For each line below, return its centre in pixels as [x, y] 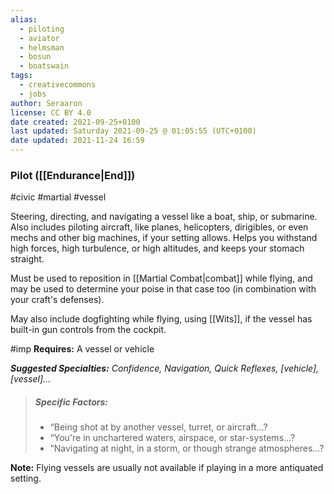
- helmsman [42, 47]
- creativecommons [58, 85]
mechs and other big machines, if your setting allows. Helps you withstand [164, 238]
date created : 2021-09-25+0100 [75, 122]
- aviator [39, 38]
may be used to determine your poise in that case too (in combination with [163, 289]
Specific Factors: [71, 402]
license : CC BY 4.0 [51, 112]
